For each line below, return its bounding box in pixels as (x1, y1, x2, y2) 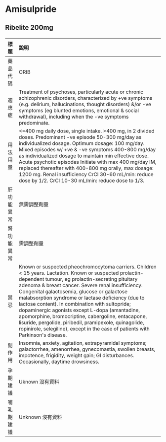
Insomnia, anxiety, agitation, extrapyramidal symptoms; (19, 339, 147, 346)
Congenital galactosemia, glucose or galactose (19, 288, 127, 295)
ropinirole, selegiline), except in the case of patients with (19, 325, 150, 332)
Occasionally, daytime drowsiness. (19, 358, 100, 365)
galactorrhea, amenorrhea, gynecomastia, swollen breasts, (19, 346, 156, 353)
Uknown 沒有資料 (19, 378, 59, 385)
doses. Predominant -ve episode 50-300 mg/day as (19, 133, 142, 140)
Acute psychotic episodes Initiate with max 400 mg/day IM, (19, 158, 157, 165)
